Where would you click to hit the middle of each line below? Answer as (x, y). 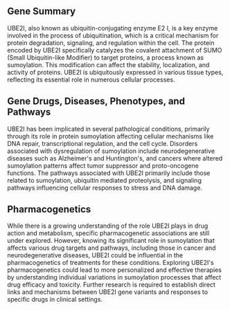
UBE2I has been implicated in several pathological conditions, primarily (108, 129)
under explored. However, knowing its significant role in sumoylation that (111, 241)
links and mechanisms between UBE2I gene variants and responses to (108, 292)
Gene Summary (42, 11)
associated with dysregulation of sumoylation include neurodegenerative (111, 151)
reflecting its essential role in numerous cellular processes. (91, 80)
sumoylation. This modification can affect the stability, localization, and (108, 64)
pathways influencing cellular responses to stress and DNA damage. (105, 188)
